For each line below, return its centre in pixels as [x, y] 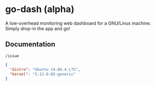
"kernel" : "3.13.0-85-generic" [43, 74]
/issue [12, 56]
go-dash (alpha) [40, 9]
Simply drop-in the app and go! [38, 28]
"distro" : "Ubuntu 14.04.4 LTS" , [45, 69]
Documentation [30, 45]
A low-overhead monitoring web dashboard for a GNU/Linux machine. [78, 23]
